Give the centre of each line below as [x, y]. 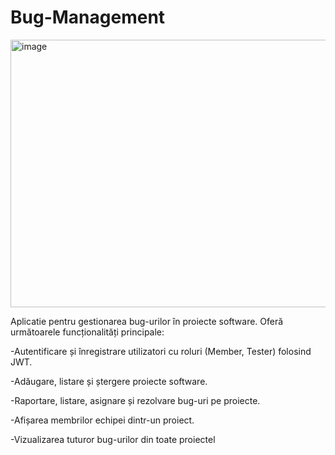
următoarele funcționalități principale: [87, 332]
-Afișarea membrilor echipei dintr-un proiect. [102, 420]
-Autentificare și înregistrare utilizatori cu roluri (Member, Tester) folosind [161, 351]
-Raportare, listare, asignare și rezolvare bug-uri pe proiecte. [135, 400]
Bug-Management [88, 17]
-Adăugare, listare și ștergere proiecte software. [109, 381]
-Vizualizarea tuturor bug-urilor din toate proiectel [113, 439]
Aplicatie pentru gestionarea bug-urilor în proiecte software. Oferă [147, 321]
